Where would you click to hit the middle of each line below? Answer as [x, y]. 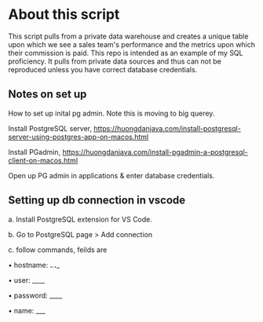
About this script [64, 15]
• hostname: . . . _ [34, 265]
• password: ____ [35, 295]
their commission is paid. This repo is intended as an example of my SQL [126, 53]
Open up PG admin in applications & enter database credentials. [111, 175]
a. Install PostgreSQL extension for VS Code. [80, 219]
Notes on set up [47, 95]
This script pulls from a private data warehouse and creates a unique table [128, 36]
